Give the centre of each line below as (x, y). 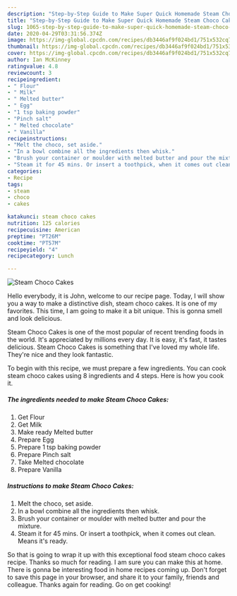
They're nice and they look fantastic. (61, 355)
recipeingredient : (34, 79)
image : (17, 40)
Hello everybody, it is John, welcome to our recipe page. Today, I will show (116, 296)
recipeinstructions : (38, 138)
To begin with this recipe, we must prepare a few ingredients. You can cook (117, 368)
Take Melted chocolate (51, 462)
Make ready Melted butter (55, 432)
